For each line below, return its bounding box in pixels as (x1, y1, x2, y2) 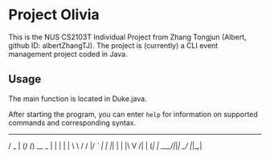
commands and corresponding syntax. (8, 118, 137, 128)
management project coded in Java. (8, 49, 128, 59)
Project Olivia (8, 6, 100, 24)
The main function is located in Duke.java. (8, 94, 147, 103)
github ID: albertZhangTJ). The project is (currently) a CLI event (8, 40, 219, 50)
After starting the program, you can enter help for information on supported (8, 109, 259, 119)
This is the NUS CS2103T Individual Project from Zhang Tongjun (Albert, (8, 32, 247, 42)
